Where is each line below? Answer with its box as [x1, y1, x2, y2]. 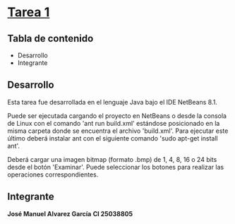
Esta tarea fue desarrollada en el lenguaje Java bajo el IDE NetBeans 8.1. [7, 98, 217, 106]
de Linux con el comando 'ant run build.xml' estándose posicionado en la [7, 119, 220, 127]
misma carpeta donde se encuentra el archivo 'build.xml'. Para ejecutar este [7, 126, 229, 135]
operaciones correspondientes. [7, 170, 99, 179]
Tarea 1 [7, 4, 50, 20]
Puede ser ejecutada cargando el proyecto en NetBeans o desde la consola [7, 111, 227, 120]
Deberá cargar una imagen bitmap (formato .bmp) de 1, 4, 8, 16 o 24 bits [7, 155, 217, 163]
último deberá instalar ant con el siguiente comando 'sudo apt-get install [7, 134, 219, 142]
